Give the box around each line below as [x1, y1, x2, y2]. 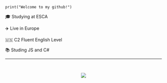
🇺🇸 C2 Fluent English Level [5, 37, 62, 42]
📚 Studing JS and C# [5, 47, 50, 53]
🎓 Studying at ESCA [5, 14, 48, 19]
